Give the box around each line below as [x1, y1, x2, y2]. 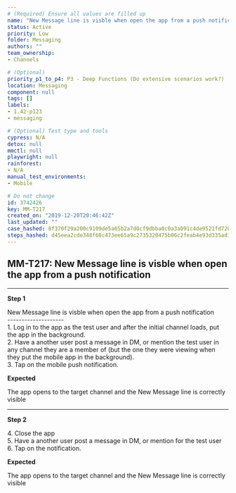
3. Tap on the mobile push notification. [7, 360, 119, 368]
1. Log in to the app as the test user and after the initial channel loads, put [7, 323, 219, 331]
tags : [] [7, 95, 33, 102]
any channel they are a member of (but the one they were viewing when [7, 345, 216, 354]
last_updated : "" [7, 219, 58, 226]
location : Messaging [7, 82, 68, 89]
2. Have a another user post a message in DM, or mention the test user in [7, 337, 219, 346]
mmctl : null [7, 147, 42, 154]
